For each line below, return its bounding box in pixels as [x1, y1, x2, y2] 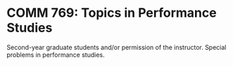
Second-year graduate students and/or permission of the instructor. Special [6, 43, 227, 51]
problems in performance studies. [6, 51, 105, 59]
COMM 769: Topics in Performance [6, 5, 217, 21]
